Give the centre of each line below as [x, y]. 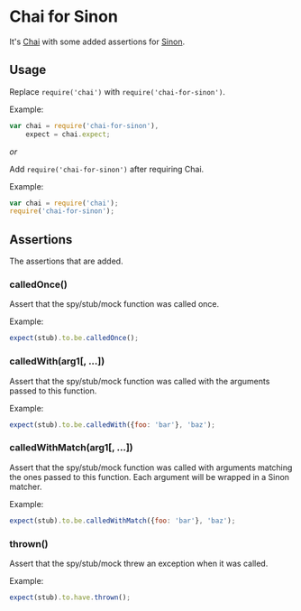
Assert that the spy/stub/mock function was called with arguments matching [151, 468]
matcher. [26, 486]
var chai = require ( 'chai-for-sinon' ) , [84, 125]
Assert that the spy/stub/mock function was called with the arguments [140, 381]
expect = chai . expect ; [68, 134]
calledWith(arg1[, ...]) [57, 361]
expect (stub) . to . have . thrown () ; [70, 597]
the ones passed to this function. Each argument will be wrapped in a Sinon [150, 477]
